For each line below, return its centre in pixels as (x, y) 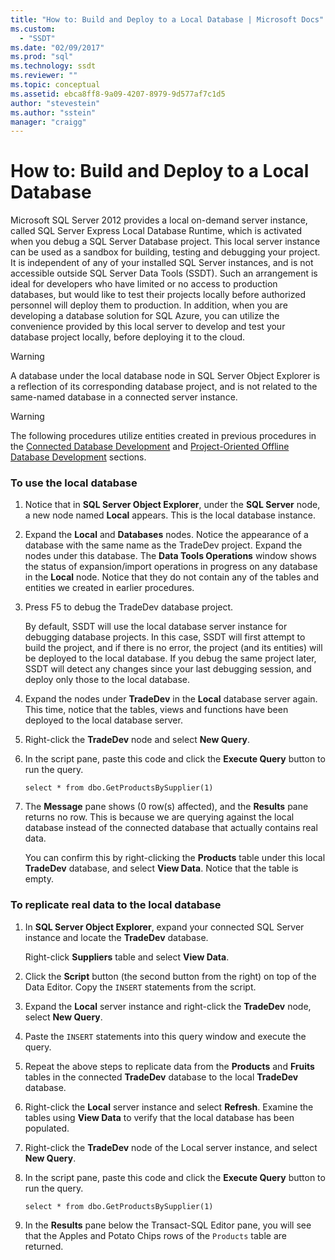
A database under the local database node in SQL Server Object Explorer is (165, 376)
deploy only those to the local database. (107, 680)
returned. (44, 1246)
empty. (39, 879)
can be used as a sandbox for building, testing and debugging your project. (165, 252)
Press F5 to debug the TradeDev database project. (129, 607)
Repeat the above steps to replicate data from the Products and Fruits (169, 1066)
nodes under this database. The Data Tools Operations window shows (170, 556)
